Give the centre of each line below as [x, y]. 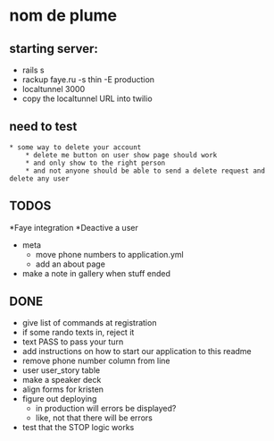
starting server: [54, 49]
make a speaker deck [62, 380]
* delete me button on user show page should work [121, 155]
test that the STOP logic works [78, 428]
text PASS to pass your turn [73, 342]
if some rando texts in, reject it [78, 333]
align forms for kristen [63, 389]
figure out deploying [59, 399]
